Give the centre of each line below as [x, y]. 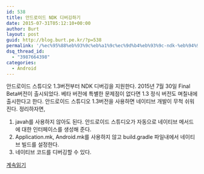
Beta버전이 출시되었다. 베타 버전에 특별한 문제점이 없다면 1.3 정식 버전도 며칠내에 [102, 94]
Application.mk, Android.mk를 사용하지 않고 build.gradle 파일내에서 [97, 137]
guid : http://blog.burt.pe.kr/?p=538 [54, 40]
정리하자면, [32, 109]
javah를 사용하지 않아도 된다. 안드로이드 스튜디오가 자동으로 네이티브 [96, 122]
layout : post [23, 35]
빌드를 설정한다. [40, 145]
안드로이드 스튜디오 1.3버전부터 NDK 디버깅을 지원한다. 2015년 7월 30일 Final [98, 86]
